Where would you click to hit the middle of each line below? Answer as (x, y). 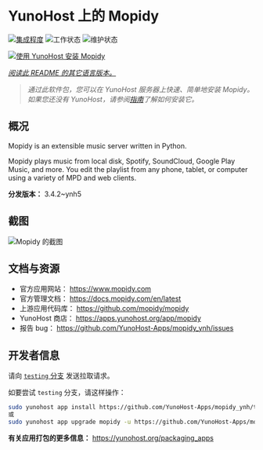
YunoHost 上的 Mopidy (83, 16)
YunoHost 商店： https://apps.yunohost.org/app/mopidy (110, 318)
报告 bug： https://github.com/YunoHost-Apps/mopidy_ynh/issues (126, 328)
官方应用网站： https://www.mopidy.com (85, 289)
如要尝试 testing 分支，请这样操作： (67, 393)
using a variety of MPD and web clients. (72, 177)
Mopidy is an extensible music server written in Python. (97, 145)
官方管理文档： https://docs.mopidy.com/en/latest (100, 298)
